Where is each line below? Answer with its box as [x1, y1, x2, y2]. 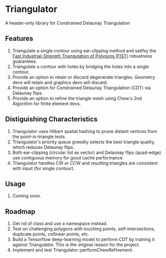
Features [5, 34, 33, 43]
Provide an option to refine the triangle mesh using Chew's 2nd [12, 95, 142, 101]
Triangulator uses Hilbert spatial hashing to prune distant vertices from [12, 128, 158, 134]
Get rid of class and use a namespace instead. [12, 221, 108, 227]
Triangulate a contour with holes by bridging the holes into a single [12, 63, 149, 69]
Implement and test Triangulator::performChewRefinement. [12, 247, 134, 253]
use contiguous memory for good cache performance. [12, 154, 124, 160]
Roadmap [5, 207, 36, 216]
